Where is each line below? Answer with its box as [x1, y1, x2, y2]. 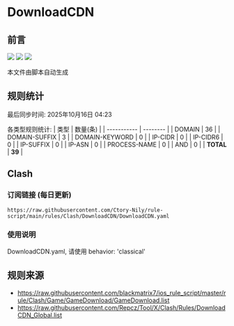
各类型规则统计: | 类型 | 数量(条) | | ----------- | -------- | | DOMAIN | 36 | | [7, 125, 221, 133]
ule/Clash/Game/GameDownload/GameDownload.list [17, 296, 170, 304]
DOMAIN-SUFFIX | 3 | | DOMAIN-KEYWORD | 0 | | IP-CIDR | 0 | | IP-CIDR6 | [7, 133, 224, 141]
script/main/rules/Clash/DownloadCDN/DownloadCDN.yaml [7, 212, 170, 220]
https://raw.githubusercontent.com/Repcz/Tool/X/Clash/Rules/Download [17, 303, 226, 311]
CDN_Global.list [17, 311, 63, 319]
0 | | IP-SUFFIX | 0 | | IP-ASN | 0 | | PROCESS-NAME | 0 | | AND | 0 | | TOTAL [7, 140, 227, 149]
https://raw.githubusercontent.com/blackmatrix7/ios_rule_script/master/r [17, 288, 226, 297]
